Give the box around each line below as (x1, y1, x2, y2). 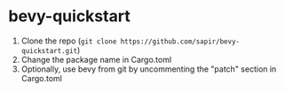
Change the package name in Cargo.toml (20, 54, 172, 65)
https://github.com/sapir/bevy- (120, 37, 241, 46)
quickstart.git (20, 46, 78, 55)
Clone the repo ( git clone (20, 35, 117, 46)
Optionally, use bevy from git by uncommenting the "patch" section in (20, 64, 277, 74)
